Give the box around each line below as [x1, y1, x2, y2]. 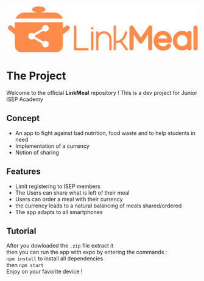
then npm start [6, 262, 44, 269]
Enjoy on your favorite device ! [6, 268, 83, 276]
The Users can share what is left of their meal [15, 189, 130, 196]
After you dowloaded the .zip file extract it [6, 242, 114, 249]
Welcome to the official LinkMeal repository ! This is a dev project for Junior [6, 89, 198, 96]
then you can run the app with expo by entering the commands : [6, 249, 167, 256]
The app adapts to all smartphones [15, 208, 103, 215]
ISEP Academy [6, 95, 44, 103]
